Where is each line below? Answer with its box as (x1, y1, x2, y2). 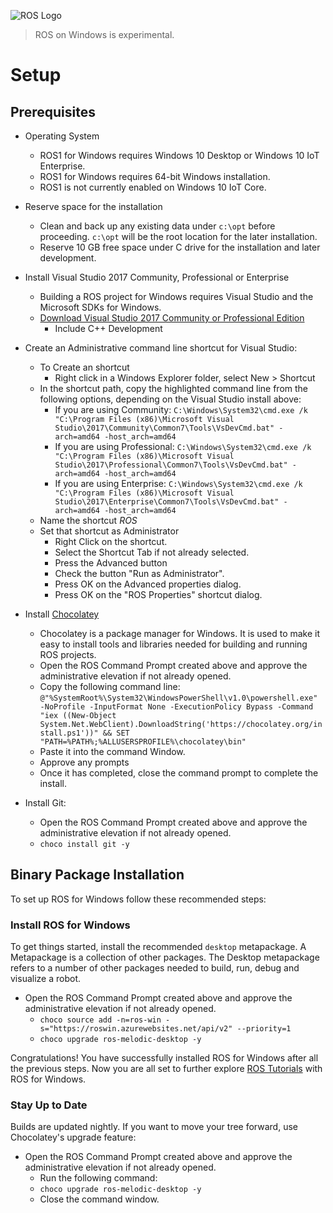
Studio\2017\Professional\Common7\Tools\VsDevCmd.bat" (54, 460, 288, 470)
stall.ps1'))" (39, 728, 99, 738)
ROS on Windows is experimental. (34, 29, 175, 40)
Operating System (24, 130, 100, 142)
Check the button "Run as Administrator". (54, 568, 225, 579)
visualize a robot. (10, 973, 82, 985)
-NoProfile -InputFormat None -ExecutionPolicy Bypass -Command (39, 702, 314, 712)
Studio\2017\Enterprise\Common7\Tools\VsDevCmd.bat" (54, 497, 280, 507)
